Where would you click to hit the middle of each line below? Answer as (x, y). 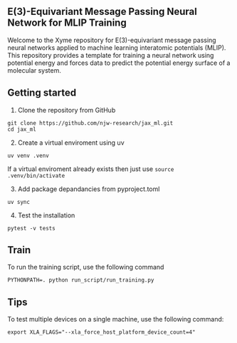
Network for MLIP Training (67, 23)
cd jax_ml (22, 129)
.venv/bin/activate (36, 175)
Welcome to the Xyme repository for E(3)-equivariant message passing (112, 40)
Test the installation (46, 215)
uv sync (19, 202)
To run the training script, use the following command (86, 267)
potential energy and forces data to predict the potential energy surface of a (119, 63)
